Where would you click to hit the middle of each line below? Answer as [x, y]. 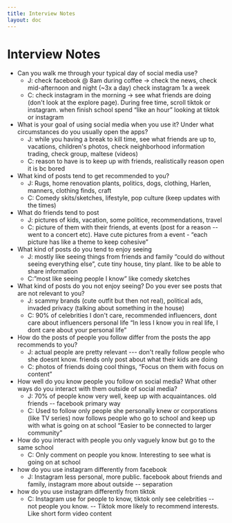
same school [35, 448]
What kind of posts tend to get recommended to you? [93, 176]
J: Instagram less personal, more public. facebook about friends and [125, 477]
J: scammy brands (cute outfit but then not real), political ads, [115, 301]
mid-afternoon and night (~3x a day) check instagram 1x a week [119, 88]
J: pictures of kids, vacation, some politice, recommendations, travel [125, 220]
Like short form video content [69, 514]
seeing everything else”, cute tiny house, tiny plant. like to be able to [124, 264]
